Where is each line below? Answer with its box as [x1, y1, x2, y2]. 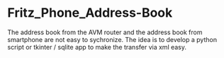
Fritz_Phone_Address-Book [7, 5, 173, 21]
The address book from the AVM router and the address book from [7, 28, 203, 36]
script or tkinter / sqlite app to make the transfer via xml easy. [7, 43, 186, 51]
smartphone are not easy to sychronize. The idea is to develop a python [7, 35, 218, 43]
